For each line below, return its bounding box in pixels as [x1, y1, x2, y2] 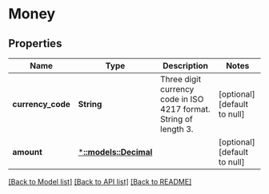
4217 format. [159, 104, 211, 114]
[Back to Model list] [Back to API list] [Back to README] [8, 177, 192, 186]
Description [163, 61, 208, 71]
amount [12, 147, 42, 157]
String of [159, 113, 194, 125]
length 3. [159, 124, 194, 134]
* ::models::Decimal [78, 147, 153, 157]
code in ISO [159, 93, 204, 105]
